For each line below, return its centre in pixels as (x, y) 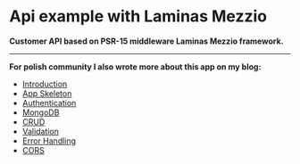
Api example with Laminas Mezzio (138, 16)
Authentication (49, 102)
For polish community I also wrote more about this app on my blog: (135, 66)
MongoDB (41, 112)
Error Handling (49, 141)
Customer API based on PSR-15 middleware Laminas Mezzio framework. (146, 41)
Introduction (45, 84)
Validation (41, 131)
